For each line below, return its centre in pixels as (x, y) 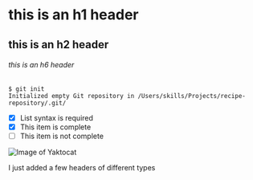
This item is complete (55, 127)
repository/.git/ (37, 103)
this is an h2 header (59, 45)
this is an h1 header (73, 15)
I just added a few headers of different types (82, 167)
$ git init (27, 89)
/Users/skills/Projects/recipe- (192, 96)
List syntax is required (57, 117)
